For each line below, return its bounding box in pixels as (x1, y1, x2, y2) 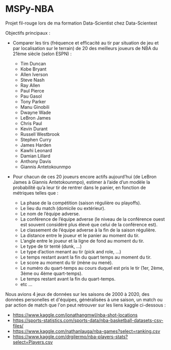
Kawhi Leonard (20, 147, 53, 153)
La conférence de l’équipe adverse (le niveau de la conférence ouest (20, 216, 165, 222)
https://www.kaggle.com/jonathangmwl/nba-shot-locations (12, 312, 138, 318)
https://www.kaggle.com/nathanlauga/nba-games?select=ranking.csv (12, 328, 161, 334)
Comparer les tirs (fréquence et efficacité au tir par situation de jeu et (12, 39, 159, 46)
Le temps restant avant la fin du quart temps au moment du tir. (20, 254, 152, 260)
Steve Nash (20, 77, 45, 83)
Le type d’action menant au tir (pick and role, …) (20, 248, 121, 254)
